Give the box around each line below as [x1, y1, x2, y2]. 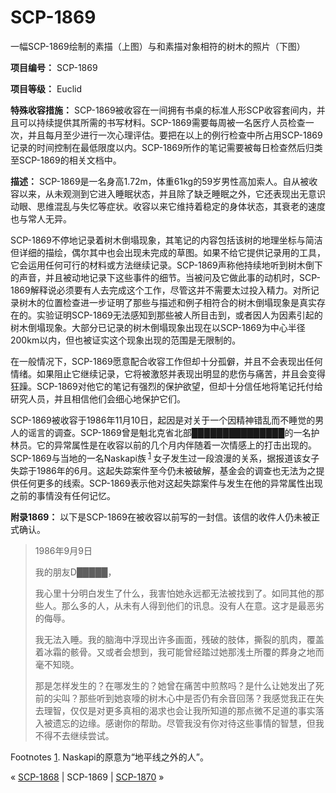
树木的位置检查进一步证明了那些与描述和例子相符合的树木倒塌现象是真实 [18, 296, 317, 308]
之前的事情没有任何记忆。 [10, 489, 116, 501]
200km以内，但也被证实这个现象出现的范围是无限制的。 [10, 334, 242, 346]
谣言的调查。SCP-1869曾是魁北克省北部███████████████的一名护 [27, 426, 320, 438]
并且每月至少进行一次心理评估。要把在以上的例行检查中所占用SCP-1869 [27, 129, 323, 141]
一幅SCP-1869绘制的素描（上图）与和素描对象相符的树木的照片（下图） [10, 40, 306, 52]
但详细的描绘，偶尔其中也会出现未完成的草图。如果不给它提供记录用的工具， [10, 246, 326, 258]
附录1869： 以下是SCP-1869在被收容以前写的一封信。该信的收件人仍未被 [10, 511, 312, 523]
